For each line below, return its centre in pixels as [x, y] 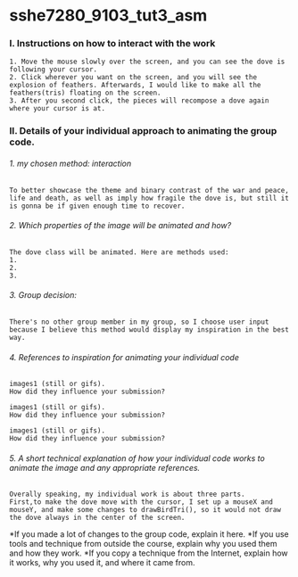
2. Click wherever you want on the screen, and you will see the [133, 78]
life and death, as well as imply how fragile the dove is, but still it [149, 198]
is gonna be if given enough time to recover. [97, 206]
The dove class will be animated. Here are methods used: [119, 252]
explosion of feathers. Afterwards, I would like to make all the [135, 86]
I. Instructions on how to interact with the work [112, 44]
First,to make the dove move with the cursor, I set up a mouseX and [141, 502]
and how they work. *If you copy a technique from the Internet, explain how [149, 553]
